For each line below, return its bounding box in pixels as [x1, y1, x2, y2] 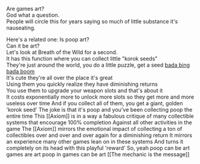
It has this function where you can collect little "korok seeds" [6, 55, 158, 62]
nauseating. [6, 24, 36, 31]
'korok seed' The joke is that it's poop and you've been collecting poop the [6, 106, 193, 113]
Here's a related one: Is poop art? [6, 36, 89, 43]
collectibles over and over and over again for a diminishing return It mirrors [6, 132, 192, 139]
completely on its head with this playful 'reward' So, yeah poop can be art [6, 144, 190, 151]
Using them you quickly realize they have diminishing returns [6, 80, 158, 88]
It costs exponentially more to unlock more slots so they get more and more [6, 93, 195, 100]
